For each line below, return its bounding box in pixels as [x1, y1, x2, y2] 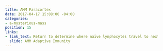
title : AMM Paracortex [5, 7, 51, 12]
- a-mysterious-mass [5, 20, 47, 26]
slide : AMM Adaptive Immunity [9, 39, 70, 44]
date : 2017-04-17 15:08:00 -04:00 [5, 12, 75, 17]
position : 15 [5, 25, 32, 30]
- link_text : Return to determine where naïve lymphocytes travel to [5, 34, 149, 39]
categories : [5, 16, 29, 21]
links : [5, 30, 18, 34]
